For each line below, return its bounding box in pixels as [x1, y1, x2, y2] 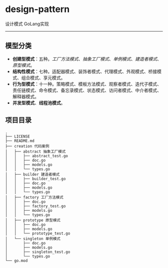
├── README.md [5, 138, 35, 144]
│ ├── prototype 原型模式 [5, 217, 61, 223]
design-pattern [5, 4, 70, 15]
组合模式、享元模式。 [21, 74, 65, 81]
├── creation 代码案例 [5, 144, 49, 149]
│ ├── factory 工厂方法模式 [5, 195, 63, 200]
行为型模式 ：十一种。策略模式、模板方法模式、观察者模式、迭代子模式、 [12, 81, 161, 87]
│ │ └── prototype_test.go [5, 231, 70, 236]
